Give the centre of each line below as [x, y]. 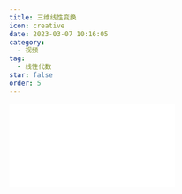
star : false [31, 75]
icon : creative [37, 26]
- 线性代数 [34, 67]
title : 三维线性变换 [43, 17]
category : [27, 42]
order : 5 [25, 83]
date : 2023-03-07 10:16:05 [59, 34]
